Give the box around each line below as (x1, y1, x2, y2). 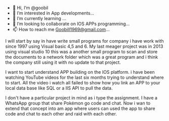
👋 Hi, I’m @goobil (12, 5, 49, 11)
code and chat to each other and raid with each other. (5, 111, 117, 116)
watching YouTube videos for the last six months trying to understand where (5, 74, 164, 80)
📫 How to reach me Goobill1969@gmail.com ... (12, 27, 110, 32)
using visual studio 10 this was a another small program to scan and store (5, 49, 158, 55)
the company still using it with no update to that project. (5, 59, 121, 65)
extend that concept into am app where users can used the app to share (5, 105, 155, 111)
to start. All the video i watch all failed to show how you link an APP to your (5, 80, 160, 85)
